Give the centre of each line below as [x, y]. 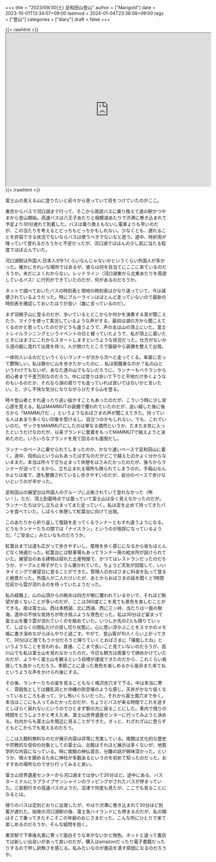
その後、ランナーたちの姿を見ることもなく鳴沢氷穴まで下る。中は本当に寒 [84, 683]
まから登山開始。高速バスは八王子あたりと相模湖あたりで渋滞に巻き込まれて [86, 218]
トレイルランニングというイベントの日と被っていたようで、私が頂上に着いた [86, 333]
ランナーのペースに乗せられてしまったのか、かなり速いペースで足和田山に [83, 449]
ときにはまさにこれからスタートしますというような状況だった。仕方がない [84, 340]
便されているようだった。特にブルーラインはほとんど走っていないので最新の [86, 297]
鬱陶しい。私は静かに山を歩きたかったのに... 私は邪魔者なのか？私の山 [84, 363]
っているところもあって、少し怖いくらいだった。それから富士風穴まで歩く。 [86, 696]
